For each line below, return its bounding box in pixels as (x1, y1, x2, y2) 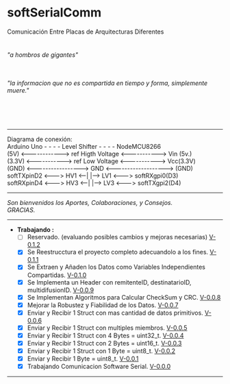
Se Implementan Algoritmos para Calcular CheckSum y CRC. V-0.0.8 (27, 293, 221, 301)
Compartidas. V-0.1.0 (27, 271, 87, 279)
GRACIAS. (7, 206, 36, 214)
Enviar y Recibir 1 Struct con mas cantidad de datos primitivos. (27, 309, 203, 317)
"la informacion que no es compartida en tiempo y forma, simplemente (7, 79, 208, 87)
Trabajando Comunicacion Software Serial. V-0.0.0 (27, 362, 171, 371)
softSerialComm (7, 5, 102, 21)
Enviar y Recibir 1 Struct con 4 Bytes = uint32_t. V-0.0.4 (27, 331, 184, 339)
